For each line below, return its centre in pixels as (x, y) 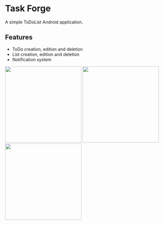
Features (19, 37)
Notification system (32, 60)
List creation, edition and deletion (46, 54)
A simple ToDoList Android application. (44, 22)
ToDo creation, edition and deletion (47, 49)
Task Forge (28, 9)
